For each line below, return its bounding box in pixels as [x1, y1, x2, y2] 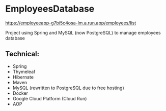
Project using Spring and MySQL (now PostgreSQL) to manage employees [5, 29, 161, 35]
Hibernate [12, 74, 34, 80]
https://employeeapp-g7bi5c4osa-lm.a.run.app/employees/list [5, 20, 136, 26]
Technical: [5, 50, 40, 58]
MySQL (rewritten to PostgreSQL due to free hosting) [12, 85, 125, 91]
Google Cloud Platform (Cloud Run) [12, 95, 87, 101]
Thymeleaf [12, 68, 36, 75]
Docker [12, 90, 29, 96]
